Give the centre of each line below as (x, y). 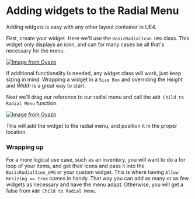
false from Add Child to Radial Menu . (51, 191)
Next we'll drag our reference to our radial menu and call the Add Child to (95, 97)
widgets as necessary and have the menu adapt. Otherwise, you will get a (95, 184)
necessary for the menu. (36, 50)
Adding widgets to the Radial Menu (93, 11)
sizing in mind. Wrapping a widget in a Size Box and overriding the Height (94, 79)
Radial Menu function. (32, 103)
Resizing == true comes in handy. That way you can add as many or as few (97, 179)
